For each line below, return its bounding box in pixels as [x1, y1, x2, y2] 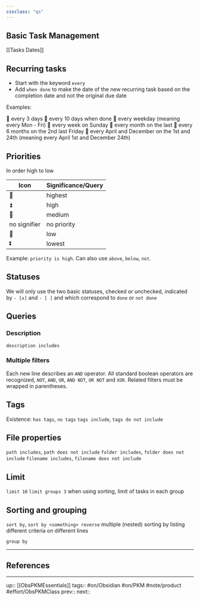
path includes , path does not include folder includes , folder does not [6, 448, 185, 455]
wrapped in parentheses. [6, 382, 68, 389]
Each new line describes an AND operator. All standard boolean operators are [6, 370, 193, 377]
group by [6, 539, 28, 545]
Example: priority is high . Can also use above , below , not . [6, 255, 151, 262]
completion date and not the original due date [14, 92, 127, 99]
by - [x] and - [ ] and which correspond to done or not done [6, 294, 157, 301]
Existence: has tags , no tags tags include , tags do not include [6, 416, 164, 423]
